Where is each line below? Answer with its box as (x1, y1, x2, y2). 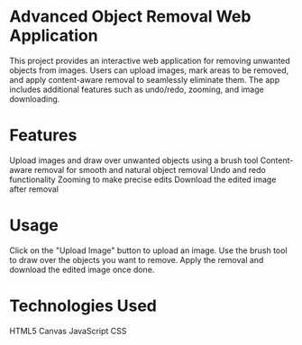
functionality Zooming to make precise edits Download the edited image (9, 174, 277, 185)
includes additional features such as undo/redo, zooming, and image (9, 84, 264, 95)
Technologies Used (9, 295, 158, 316)
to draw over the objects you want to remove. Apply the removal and (9, 254, 264, 265)
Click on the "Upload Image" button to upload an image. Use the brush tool (9, 245, 288, 256)
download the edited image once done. (9, 264, 155, 275)
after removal (9, 183, 59, 195)
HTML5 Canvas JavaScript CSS (9, 325, 127, 336)
